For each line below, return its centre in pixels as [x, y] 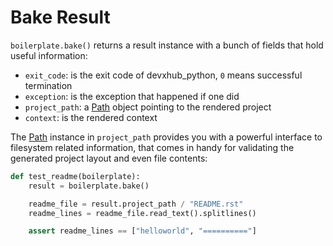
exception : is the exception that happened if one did [132, 96]
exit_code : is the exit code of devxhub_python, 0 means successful [163, 75]
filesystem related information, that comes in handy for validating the [152, 147]
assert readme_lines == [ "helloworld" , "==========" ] [142, 231]
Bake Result [60, 17]
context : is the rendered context [91, 117]
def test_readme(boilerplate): [75, 176]
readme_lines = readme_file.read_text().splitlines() [142, 213]
